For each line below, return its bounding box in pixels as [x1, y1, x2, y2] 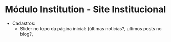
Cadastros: [12, 20, 36, 26]
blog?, [19, 31, 33, 37]
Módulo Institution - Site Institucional [5, 4, 166, 15]
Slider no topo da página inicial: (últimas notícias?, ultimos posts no [19, 25, 162, 31]
